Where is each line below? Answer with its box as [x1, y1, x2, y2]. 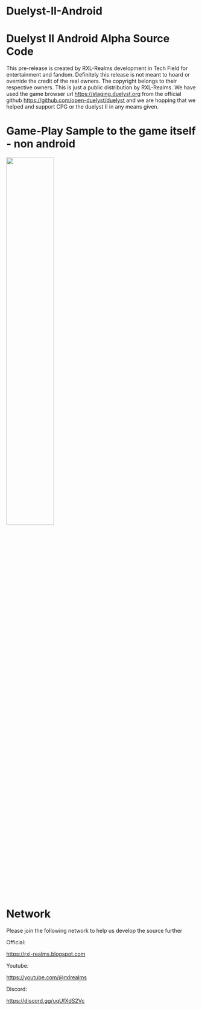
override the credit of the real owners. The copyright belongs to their [6, 77, 177, 85]
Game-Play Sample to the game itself [6, 124, 196, 138]
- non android [6, 137, 75, 151]
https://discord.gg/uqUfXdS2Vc [6, 997, 85, 1004]
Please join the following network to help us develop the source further [6, 927, 183, 934]
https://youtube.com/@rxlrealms [6, 974, 87, 981]
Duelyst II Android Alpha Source [6, 32, 170, 46]
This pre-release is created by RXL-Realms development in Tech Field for [6, 65, 188, 72]
